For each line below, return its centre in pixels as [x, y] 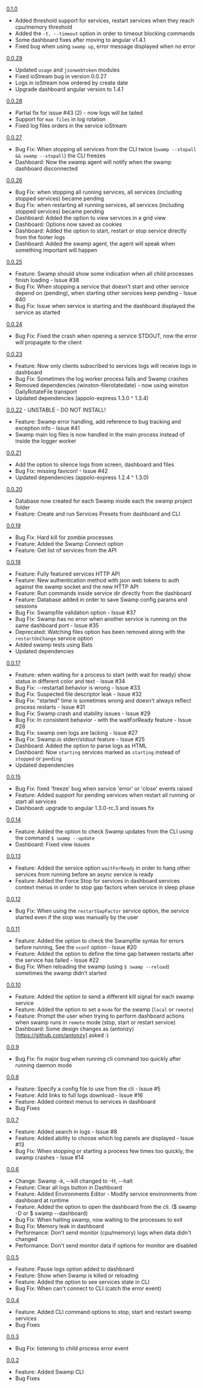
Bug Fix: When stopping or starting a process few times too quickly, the [104, 1151]
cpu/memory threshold [44, 27]
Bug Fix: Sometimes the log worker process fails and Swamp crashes [101, 379]
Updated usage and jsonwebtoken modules [67, 70]
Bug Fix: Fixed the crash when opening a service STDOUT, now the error [106, 336]
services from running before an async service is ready [84, 874]
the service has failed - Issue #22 [57, 960]
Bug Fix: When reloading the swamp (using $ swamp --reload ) [92, 967]
